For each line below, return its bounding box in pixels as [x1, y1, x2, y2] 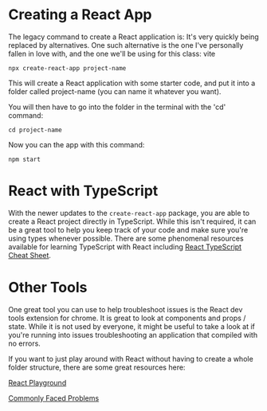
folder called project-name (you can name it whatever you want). [8, 86, 222, 96]
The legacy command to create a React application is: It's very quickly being [8, 32, 259, 41]
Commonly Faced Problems [8, 393, 100, 403]
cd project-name [8, 126, 62, 134]
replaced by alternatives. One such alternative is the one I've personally [8, 40, 244, 49]
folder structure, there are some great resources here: [8, 362, 186, 372]
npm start [8, 155, 41, 163]
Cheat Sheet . [8, 250, 52, 260]
